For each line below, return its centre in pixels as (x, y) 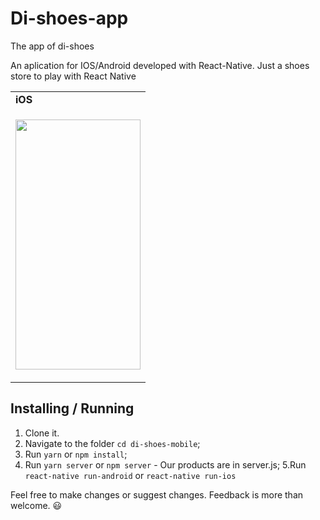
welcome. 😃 (36, 505)
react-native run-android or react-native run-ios (130, 475)
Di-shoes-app (69, 18)
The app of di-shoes (52, 46)
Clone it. (42, 433)
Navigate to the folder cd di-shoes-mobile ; (112, 443)
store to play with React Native (73, 76)
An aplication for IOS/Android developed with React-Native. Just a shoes (160, 65)
